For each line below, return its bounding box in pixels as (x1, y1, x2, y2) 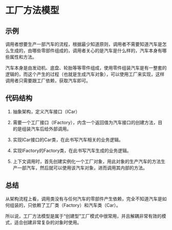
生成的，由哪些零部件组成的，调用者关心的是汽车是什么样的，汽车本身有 (9, 48, 162, 54)
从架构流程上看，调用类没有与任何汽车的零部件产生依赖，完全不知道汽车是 (5, 195, 162, 202)
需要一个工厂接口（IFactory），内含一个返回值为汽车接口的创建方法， (12, 119, 158, 125)
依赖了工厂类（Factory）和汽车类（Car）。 (32, 202, 121, 208)
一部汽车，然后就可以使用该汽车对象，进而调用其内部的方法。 (17, 165, 147, 171)
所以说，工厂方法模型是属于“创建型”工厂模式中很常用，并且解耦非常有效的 (5, 213, 162, 219)
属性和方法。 (9, 54, 37, 60)
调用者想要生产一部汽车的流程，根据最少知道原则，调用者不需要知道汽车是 (5, 41, 162, 47)
